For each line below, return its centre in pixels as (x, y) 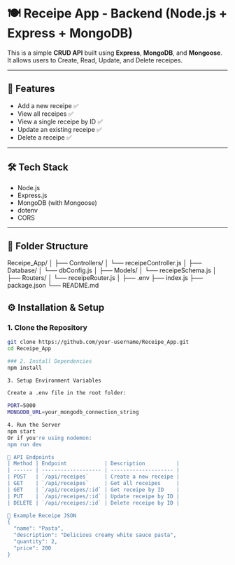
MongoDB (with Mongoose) (57, 202)
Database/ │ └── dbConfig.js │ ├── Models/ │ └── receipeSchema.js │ (112, 270)
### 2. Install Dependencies (50, 361)
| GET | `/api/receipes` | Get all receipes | (93, 484)
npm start (22, 431)
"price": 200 (33, 548)
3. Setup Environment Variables (54, 380)
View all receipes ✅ (45, 114)
